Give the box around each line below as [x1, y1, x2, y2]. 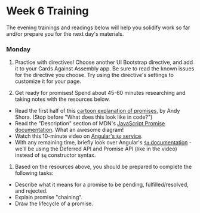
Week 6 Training [6, 4, 89, 18]
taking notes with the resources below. [14, 95, 110, 103]
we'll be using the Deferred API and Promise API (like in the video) [14, 145, 177, 153]
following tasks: [14, 169, 54, 177]
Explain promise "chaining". [14, 194, 83, 201]
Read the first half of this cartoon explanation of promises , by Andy [14, 107, 180, 115]
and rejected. [14, 187, 48, 195]
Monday [6, 45, 31, 53]
